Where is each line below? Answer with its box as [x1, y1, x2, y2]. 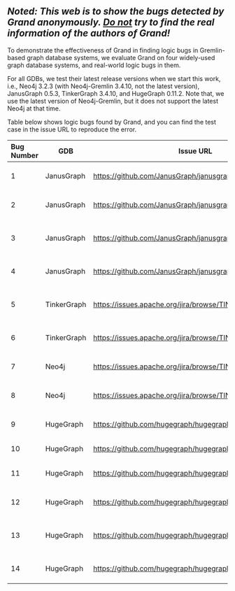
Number [10, 150, 38, 160]
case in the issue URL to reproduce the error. [7, 125, 137, 134]
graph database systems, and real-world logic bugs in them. [7, 61, 181, 69]
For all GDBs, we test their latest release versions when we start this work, [7, 74, 221, 83]
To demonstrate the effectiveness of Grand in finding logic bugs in [7, 45, 199, 55]
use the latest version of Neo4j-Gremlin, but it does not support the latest [7, 97, 219, 105]
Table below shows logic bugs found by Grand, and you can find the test [7, 118, 217, 126]
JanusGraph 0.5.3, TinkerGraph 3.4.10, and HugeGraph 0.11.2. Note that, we [7, 89, 225, 97]
